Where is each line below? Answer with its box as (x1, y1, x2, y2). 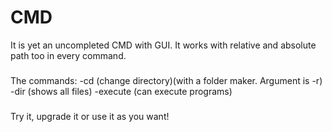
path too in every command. (10, 49, 127, 61)
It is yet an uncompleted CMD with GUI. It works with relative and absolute (10, 39, 317, 51)
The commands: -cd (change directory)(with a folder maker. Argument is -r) (10, 74, 323, 86)
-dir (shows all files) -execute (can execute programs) (10, 85, 233, 97)
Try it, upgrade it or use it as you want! (10, 110, 170, 122)
